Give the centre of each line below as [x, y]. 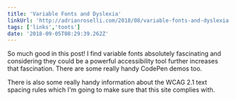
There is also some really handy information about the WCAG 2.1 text [107, 83]
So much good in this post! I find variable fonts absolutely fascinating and [114, 54]
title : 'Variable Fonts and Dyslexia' [64, 14]
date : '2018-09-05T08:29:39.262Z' [58, 34]
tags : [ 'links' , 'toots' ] [44, 27]
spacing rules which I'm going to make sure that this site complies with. [111, 90]
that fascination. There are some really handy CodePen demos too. [105, 69]
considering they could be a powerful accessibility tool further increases [113, 61]
